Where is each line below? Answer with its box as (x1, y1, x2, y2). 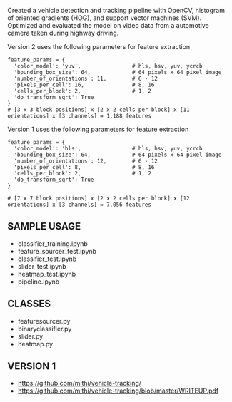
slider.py (17, 331, 44, 341)
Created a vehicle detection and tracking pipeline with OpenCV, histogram (7, 6, 225, 14)
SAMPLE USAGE (7, 220, 81, 232)
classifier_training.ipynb (17, 239, 88, 248)
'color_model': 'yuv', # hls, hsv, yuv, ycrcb (14, 63, 203, 70)
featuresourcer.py (17, 316, 71, 325)
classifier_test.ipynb (17, 254, 77, 263)
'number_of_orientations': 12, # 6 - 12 (14, 158, 158, 165)
